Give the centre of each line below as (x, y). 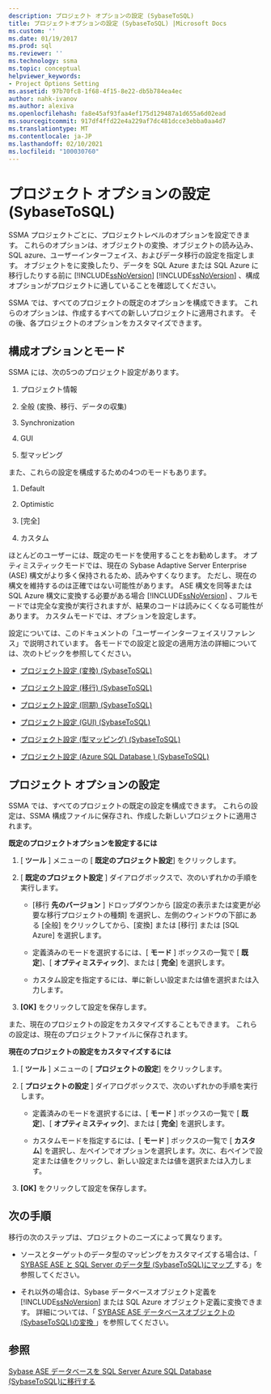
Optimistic (37, 504)
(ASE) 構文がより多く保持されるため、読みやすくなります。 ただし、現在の (133, 576)
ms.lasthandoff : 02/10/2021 (56, 144)
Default (32, 489)
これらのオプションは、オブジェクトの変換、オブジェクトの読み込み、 (141, 245)
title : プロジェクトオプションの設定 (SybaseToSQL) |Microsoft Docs (118, 23)
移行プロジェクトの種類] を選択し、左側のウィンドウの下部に (148, 915)
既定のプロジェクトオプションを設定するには (83, 843)
